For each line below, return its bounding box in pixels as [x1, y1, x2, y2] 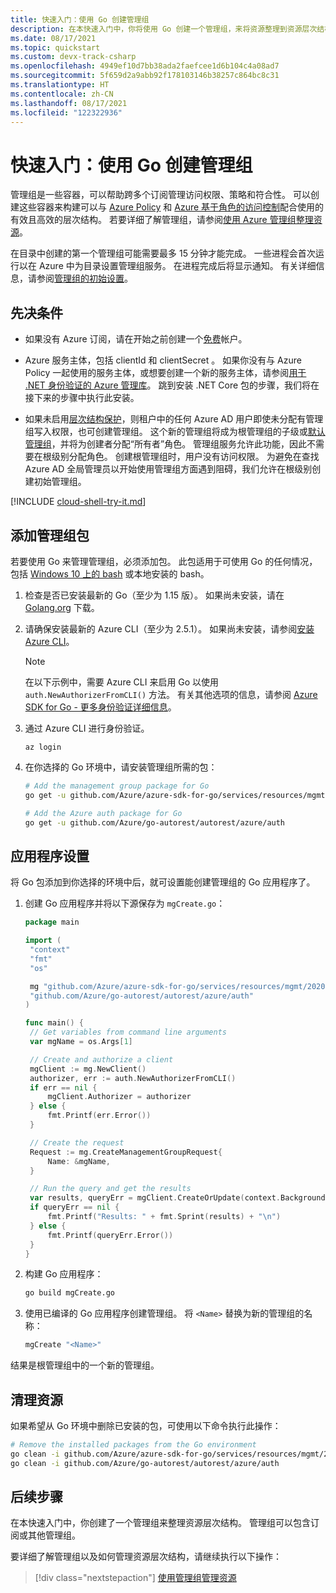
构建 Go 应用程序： [24, 1268, 104, 1280]
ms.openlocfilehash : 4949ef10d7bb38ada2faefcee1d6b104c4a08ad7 [10, 61, 280, 71]
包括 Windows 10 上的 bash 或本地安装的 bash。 [10, 567, 210, 580]
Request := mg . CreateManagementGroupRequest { [29, 1147, 223, 1157]
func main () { [24, 1018, 84, 1028]
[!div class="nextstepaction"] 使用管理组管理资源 [34, 1572, 237, 1584]
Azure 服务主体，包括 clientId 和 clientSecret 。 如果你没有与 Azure [24, 354, 302, 366]
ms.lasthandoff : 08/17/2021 [10, 98, 128, 108]
